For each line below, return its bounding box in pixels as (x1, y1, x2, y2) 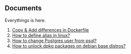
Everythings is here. (5, 17, 46, 23)
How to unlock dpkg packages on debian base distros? (12, 42, 126, 49)
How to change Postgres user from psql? (12, 37, 97, 43)
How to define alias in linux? (12, 32, 70, 38)
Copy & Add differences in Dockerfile (12, 27, 89, 33)
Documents (5, 4, 42, 12)
